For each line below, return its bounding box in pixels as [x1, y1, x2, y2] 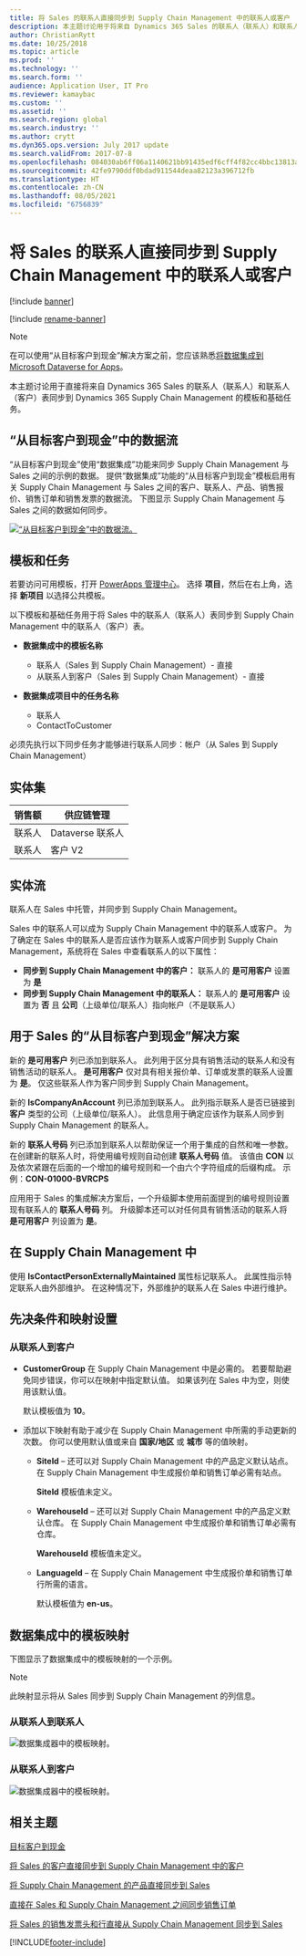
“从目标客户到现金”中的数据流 [9, 432, 178, 448]
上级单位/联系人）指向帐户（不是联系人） [85, 1000, 240, 1011]
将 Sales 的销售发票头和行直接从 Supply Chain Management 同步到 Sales [9, 1918, 283, 1930]
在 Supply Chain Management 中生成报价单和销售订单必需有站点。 [36, 1467, 287, 1478]
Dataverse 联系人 [50, 827, 125, 839]
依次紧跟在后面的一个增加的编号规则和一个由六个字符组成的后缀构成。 [16, 1161, 280, 1172]
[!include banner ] [9, 296, 75, 307]
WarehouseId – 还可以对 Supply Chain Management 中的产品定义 [36, 1506, 283, 1517]
